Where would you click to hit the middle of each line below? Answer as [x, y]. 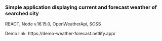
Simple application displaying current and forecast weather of [81, 7]
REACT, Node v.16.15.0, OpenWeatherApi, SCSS [53, 24]
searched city [22, 13]
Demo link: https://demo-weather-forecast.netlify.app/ [61, 34]
